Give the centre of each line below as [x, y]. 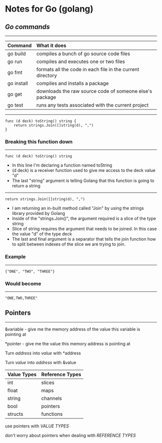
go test [15, 105]
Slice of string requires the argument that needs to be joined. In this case [84, 229]
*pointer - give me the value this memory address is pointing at [68, 344]
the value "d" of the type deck [42, 234]
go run [15, 61]
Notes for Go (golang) [49, 9]
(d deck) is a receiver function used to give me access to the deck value [84, 170]
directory [47, 75]
